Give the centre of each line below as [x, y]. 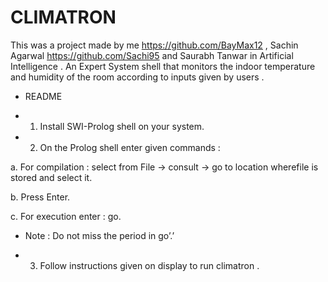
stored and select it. [51, 177]
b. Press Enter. [40, 197]
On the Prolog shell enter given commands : [130, 147]
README [43, 96]
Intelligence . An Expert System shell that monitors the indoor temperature [163, 66]
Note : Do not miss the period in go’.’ [99, 235]
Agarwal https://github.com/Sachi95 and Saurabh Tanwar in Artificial [152, 55]
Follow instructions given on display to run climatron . [149, 265]
